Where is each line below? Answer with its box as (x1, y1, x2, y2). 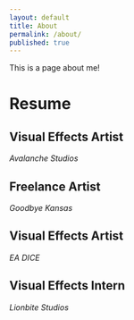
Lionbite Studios (9, 301, 70, 313)
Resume (9, 94, 71, 114)
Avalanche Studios (9, 153, 79, 164)
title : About (9, 21, 58, 30)
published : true (9, 38, 70, 47)
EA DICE (9, 252, 40, 263)
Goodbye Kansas (9, 203, 73, 214)
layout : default (9, 13, 70, 22)
